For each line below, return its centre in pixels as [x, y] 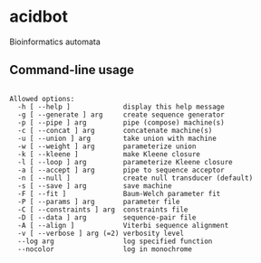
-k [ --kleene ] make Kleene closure [109, 154]
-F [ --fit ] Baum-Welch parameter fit [119, 193]
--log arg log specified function [115, 241]
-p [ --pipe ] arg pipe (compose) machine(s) [121, 122]
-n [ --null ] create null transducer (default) [135, 178]
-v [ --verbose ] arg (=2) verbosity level [101, 233]
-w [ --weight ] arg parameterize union [107, 146]
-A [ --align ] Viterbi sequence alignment [123, 225]
